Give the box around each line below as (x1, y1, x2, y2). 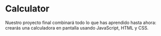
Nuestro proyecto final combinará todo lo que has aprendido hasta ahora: (5, 19, 156, 25)
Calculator (5, 3, 49, 14)
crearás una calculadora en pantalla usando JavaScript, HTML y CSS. (5, 24, 149, 30)
